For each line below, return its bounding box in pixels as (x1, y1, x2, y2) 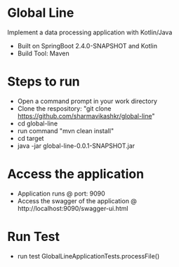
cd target (17, 134, 44, 142)
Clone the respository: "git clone (17, 104, 112, 113)
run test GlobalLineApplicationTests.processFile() (17, 252, 160, 260)
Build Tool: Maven (17, 49, 69, 57)
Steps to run (7, 74, 81, 90)
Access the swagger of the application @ (17, 196, 137, 205)
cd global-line (17, 119, 58, 128)
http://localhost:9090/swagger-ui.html (17, 204, 128, 212)
